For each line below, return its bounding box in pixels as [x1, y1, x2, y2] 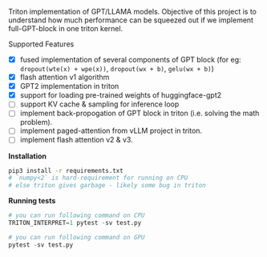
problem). [19, 118, 53, 127]
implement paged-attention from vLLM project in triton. [19, 126, 203, 135]
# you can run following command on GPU [8, 233, 146, 241]
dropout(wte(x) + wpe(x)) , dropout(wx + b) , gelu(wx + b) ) [19, 64, 214, 74]
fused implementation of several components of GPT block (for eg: [19, 55, 242, 64]
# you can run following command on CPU [8, 211, 146, 219]
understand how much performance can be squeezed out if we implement [8, 15, 254, 25]
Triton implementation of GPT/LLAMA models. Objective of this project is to [8, 7, 257, 16]
